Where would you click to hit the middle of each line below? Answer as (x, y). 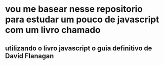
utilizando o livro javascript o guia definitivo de (79, 48)
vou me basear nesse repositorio (74, 9)
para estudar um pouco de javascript (82, 19)
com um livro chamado (53, 30)
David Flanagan (30, 56)
